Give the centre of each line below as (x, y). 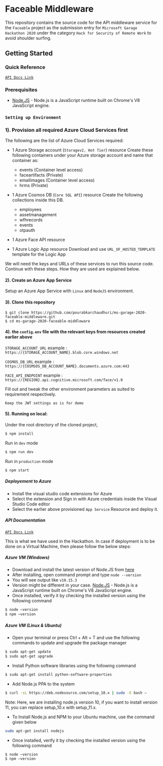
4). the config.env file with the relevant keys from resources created (75, 332)
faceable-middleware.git (30, 317)
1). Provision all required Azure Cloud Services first (66, 130)
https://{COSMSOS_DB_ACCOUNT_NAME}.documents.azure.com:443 (67, 366)
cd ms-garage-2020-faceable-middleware (50, 321)
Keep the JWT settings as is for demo (44, 403)
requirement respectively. (31, 394)
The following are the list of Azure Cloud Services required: (64, 141)
